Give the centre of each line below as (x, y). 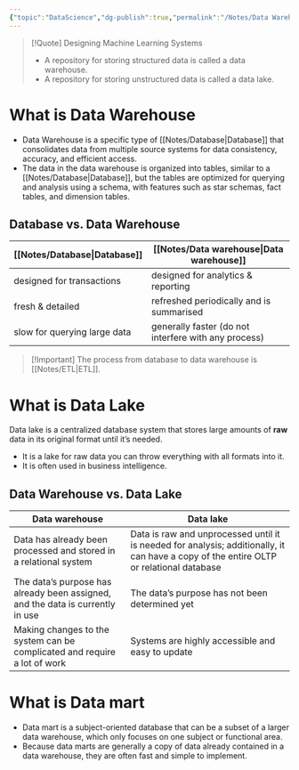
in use (26, 615)
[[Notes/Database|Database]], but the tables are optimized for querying (153, 177)
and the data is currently (65, 604)
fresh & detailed (47, 306)
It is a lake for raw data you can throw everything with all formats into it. (153, 457)
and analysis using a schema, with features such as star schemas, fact (152, 187)
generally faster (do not (200, 327)
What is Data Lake (77, 405)
